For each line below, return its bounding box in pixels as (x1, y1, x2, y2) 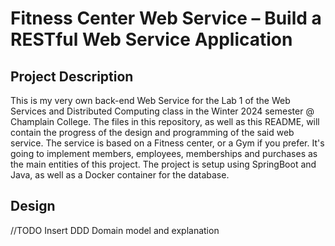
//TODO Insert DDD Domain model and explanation (10, 224, 220, 236)
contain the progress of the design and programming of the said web (10, 127, 295, 138)
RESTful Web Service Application (10, 28, 293, 51)
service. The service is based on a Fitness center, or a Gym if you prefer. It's (10, 137, 325, 149)
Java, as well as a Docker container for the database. (10, 169, 230, 181)
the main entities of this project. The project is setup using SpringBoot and (10, 158, 317, 170)
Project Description (10, 68, 134, 85)
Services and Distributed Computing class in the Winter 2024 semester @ (10, 105, 315, 117)
